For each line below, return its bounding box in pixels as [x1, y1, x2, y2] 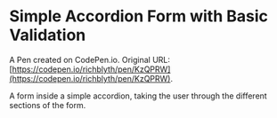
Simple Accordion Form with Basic [9, 6, 269, 27]
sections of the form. [9, 99, 86, 110]
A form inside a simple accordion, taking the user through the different [9, 90, 267, 101]
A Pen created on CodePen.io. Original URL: [9, 54, 171, 65]
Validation [9, 25, 86, 45]
